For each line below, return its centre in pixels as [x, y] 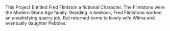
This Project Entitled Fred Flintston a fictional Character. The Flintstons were [85, 7]
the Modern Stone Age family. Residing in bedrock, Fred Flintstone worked [83, 12]
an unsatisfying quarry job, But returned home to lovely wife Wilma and [80, 18]
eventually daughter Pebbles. [36, 23]
